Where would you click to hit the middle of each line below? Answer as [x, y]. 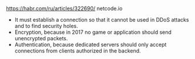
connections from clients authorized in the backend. [78, 51]
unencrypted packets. [41, 38]
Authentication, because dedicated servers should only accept [90, 44]
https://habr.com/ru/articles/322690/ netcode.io [64, 8]
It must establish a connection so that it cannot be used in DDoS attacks [102, 20]
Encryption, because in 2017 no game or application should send [93, 32]
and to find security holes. [46, 26]
